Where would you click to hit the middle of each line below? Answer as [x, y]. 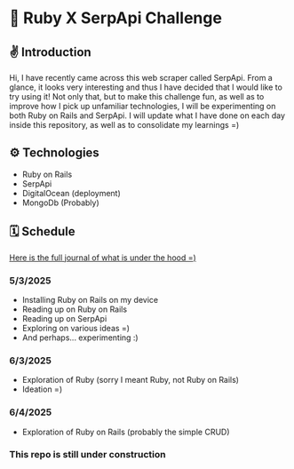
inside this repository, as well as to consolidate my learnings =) [124, 125]
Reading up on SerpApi [64, 318]
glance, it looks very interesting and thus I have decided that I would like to [146, 87]
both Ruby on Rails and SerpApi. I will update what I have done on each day [147, 115]
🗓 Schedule [42, 231]
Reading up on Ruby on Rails [74, 309]
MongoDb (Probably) [60, 203]
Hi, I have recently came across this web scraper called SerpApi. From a [141, 78]
